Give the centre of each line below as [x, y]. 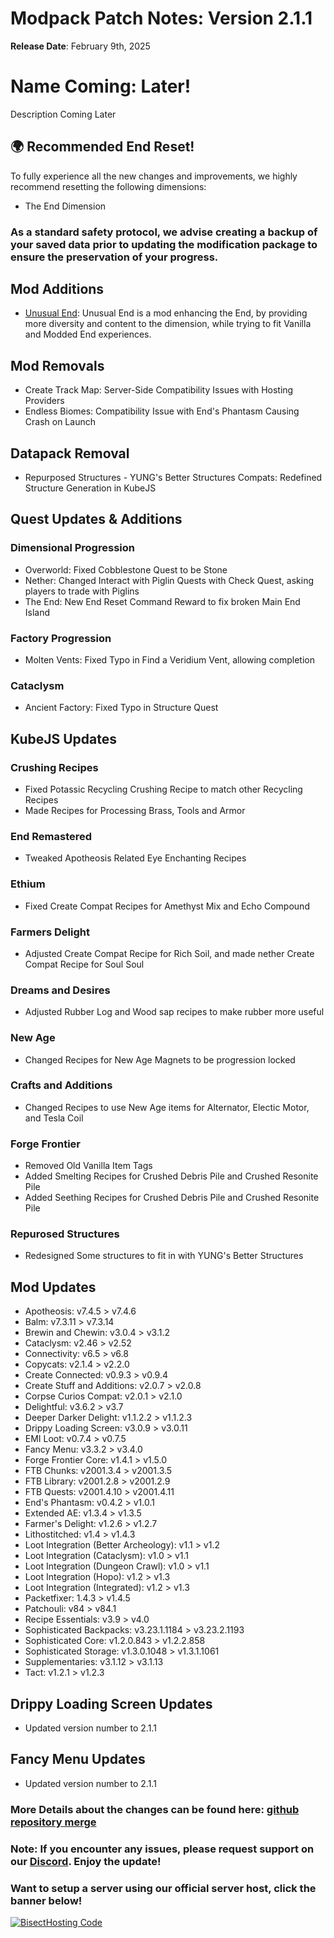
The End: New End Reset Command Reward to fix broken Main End [162, 601]
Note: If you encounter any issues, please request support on [162, 1849]
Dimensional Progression [72, 548]
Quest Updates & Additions [96, 519]
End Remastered [51, 836]
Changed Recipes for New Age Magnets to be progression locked [160, 1059]
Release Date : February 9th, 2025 [80, 46]
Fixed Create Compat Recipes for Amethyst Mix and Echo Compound [167, 906]
